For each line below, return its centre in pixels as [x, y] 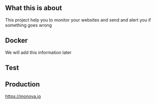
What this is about [34, 8]
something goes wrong [29, 25]
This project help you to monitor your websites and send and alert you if [78, 20]
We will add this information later [38, 52]
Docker [16, 40]
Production [23, 85]
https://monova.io [23, 96]
